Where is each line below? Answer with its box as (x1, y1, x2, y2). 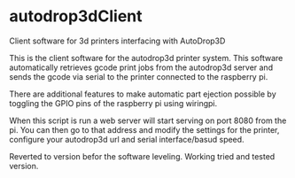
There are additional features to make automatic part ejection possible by (9, 89, 276, 99)
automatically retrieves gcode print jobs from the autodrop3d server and (9, 62, 273, 73)
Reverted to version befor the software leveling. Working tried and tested (9, 151, 276, 161)
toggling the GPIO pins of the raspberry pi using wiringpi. (9, 97, 218, 108)
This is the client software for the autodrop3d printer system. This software (9, 52, 283, 63)
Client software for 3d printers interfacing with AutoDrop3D (9, 35, 226, 46)
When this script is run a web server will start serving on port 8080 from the (9, 115, 287, 126)
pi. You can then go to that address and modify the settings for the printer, (9, 124, 280, 135)
